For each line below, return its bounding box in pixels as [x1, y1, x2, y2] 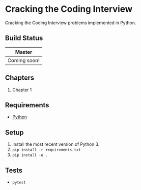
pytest [12, 180, 26, 185]
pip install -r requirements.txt [12, 148, 81, 153]
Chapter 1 [12, 87, 32, 93]
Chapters [5, 74, 34, 82]
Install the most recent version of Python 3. [12, 141, 100, 147]
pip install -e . [12, 153, 48, 158]
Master [15, 48, 32, 55]
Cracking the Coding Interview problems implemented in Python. [5, 20, 136, 26]
